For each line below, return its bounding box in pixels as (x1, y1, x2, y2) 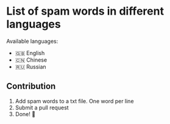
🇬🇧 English (15, 49, 45, 56)
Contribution (6, 81, 56, 92)
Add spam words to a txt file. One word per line (15, 97, 134, 104)
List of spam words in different (6, 4, 165, 18)
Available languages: (6, 37, 58, 45)
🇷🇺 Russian (15, 63, 47, 70)
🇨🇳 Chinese (15, 56, 48, 64)
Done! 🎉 (15, 110, 35, 117)
